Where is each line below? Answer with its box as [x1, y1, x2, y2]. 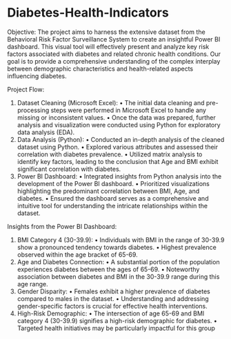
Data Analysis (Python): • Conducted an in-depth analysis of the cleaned [17, 135, 225, 143]
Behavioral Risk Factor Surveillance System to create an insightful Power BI [7, 35, 221, 43]
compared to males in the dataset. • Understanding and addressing [17, 294, 209, 302]
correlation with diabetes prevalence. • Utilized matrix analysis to [17, 150, 203, 158]
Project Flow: [7, 85, 45, 93]
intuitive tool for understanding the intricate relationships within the [17, 201, 208, 210]
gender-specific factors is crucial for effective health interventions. [17, 302, 208, 310]
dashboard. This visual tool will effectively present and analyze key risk [7, 42, 210, 51]
